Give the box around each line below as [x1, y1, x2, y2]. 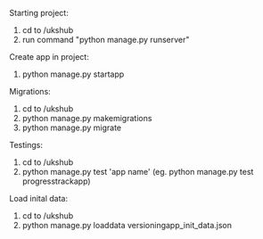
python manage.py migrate [21, 122, 122, 133]
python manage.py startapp [21, 69, 125, 79]
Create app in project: [9, 52, 89, 62]
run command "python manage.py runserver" [21, 35, 190, 45]
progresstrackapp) [21, 176, 91, 186]
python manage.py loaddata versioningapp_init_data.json [21, 220, 233, 230]
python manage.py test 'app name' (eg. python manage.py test [21, 167, 254, 177]
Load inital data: [9, 194, 69, 203]
